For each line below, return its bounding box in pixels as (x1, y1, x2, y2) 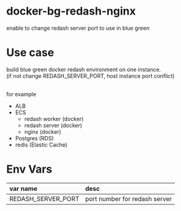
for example (6, 90, 37, 98)
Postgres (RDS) (15, 134, 54, 142)
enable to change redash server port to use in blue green (6, 24, 150, 32)
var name (9, 184, 38, 193)
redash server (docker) (24, 122, 82, 129)
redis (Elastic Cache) (15, 141, 68, 148)
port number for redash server (85, 195, 172, 203)
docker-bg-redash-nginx (6, 4, 136, 18)
